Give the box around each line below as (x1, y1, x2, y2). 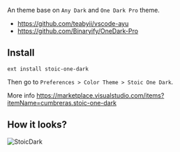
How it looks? (7, 119, 68, 131)
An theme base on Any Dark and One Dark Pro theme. (7, 6, 160, 14)
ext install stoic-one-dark (7, 66, 89, 73)
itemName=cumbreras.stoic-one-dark (7, 98, 117, 107)
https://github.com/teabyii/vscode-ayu (17, 20, 129, 27)
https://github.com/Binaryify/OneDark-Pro (17, 27, 138, 35)
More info (7, 91, 36, 100)
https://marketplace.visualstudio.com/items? (36, 91, 165, 100)
